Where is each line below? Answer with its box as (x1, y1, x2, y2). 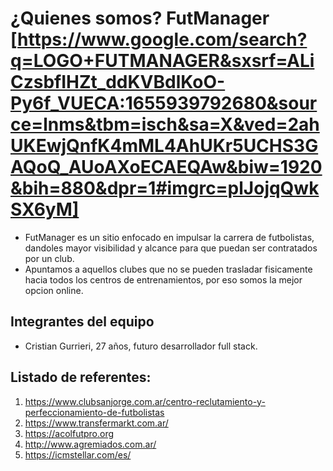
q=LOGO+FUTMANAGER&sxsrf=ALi (10, 50, 315, 72)
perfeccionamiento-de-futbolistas (24, 406, 165, 418)
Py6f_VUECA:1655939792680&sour (10, 92, 318, 115)
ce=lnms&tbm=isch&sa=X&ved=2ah (10, 113, 320, 136)
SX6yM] (10, 198, 80, 221)
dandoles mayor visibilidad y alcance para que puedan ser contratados (24, 242, 318, 254)
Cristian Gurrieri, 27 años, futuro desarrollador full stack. (24, 340, 258, 352)
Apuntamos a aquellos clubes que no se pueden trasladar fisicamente (24, 263, 313, 275)
